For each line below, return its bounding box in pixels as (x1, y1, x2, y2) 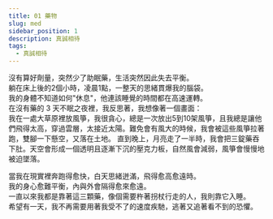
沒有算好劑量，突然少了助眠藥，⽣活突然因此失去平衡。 (8, 73, 193, 82)
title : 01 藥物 (8, 11, 58, 20)
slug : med (8, 19, 42, 28)
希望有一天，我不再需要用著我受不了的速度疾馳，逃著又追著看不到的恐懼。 (8, 202, 258, 211)
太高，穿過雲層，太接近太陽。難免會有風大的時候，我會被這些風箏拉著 (29, 123, 265, 133)
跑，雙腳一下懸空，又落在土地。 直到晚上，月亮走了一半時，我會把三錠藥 (8, 134, 253, 143)
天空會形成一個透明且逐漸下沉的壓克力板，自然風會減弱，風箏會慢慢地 (29, 144, 265, 153)
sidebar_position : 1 (8, 27, 79, 35)
